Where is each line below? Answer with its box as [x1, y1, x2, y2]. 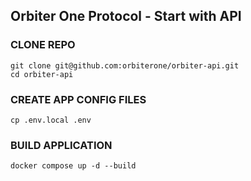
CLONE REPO [10, 38, 76, 52]
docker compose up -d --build [10, 161, 137, 171]
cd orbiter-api [10, 69, 74, 79]
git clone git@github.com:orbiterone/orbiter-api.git [10, 60, 240, 71]
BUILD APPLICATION [10, 138, 113, 152]
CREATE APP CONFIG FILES [10, 92, 147, 106]
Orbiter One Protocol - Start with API [10, 8, 242, 25]
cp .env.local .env [10, 115, 92, 125]
